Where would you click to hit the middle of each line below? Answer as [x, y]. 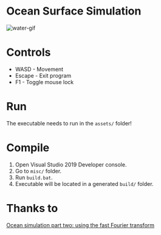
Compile [28, 148]
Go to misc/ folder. [38, 171]
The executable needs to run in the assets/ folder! [69, 123]
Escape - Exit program [43, 75]
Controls [29, 52]
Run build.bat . [34, 177]
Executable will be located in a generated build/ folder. [84, 184]
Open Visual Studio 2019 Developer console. [71, 164]
